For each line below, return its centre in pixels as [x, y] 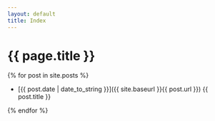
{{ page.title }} [51, 56]
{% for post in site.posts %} [48, 75]
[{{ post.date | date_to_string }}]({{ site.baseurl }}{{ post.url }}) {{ [113, 89]
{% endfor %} [28, 110]
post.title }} [34, 97]
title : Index [27, 21]
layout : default [31, 14]
